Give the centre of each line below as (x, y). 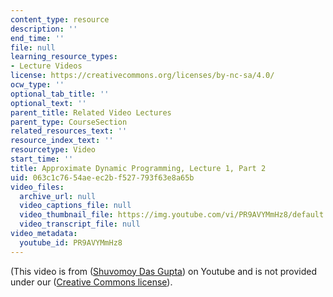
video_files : (37, 187)
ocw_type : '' (37, 85)
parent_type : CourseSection (69, 122)
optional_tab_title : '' (60, 94)
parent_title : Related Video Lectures (91, 112)
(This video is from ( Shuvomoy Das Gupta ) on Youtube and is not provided (164, 271)
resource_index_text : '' (62, 141)
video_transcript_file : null (80, 224)
